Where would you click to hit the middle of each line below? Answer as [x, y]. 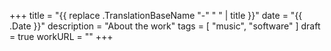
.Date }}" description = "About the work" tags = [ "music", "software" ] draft [165, 26]
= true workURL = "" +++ [61, 36]
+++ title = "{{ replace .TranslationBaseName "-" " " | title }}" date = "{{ [156, 15]
